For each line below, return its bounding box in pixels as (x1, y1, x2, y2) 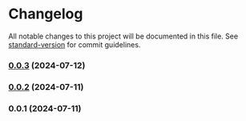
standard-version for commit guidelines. (8, 39, 141, 49)
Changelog (8, 5, 83, 23)
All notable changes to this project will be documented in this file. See (8, 31, 239, 41)
